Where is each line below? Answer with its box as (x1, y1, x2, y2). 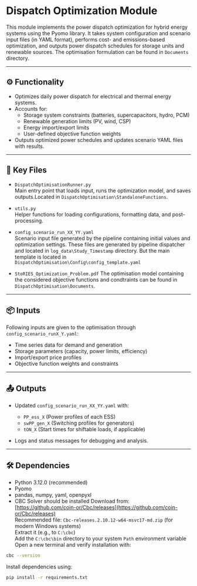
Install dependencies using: (6, 563, 73, 570)
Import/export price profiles (14, 354, 82, 361)
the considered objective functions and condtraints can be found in (14, 276, 178, 283)
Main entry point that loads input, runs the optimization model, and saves (14, 187, 191, 194)
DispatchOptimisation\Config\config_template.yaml (14, 259, 141, 265)
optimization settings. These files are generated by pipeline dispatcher (14, 241, 185, 248)
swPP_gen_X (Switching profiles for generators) (23, 419, 135, 426)
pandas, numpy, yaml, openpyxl (14, 492, 92, 498)
